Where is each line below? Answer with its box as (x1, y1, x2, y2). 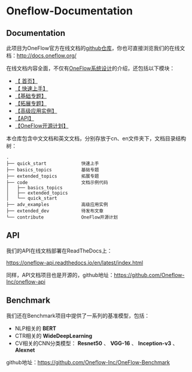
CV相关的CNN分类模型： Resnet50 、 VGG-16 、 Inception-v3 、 (14, 339, 178, 347)
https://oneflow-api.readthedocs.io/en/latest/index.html (6, 259, 144, 266)
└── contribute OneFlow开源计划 (6, 214, 118, 220)
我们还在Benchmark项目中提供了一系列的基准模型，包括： (6, 312, 150, 319)
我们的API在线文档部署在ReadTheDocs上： (6, 247, 112, 254)
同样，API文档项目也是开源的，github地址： (6, 271, 115, 278)
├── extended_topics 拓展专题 (6, 173, 100, 179)
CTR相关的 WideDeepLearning (14, 332, 93, 339)
